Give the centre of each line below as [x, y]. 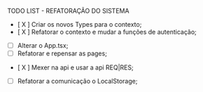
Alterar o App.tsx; [43, 45]
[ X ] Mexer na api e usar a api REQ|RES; [76, 67]
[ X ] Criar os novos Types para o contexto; [79, 24]
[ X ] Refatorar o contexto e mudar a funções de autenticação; [107, 32]
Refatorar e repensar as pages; [62, 53]
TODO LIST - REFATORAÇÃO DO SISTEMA [68, 11]
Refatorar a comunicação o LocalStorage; [77, 81]
